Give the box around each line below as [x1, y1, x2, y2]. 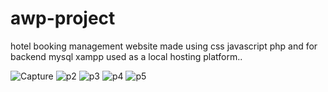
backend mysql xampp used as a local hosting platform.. [10, 50, 243, 62]
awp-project [10, 7, 116, 30]
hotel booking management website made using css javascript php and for [10, 40, 318, 52]
